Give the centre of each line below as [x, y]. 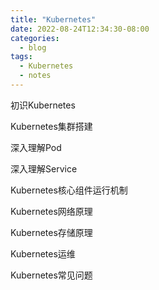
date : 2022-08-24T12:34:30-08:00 [80, 29]
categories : [35, 38]
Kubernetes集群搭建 [51, 126]
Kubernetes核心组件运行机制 [69, 190]
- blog [33, 47]
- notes [35, 76]
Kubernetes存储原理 [51, 232]
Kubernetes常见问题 [51, 275]
